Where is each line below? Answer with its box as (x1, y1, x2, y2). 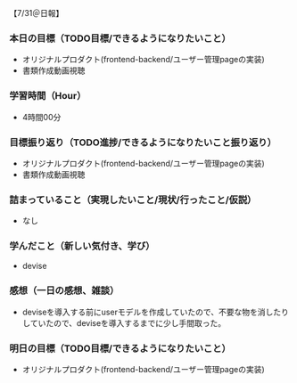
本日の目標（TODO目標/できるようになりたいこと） (9, 32, 231, 45)
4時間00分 (21, 111, 62, 122)
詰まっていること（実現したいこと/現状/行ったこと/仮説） (9, 193, 257, 206)
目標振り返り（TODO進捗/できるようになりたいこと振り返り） (9, 136, 276, 149)
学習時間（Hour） (9, 90, 87, 102)
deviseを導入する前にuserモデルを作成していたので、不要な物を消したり (21, 306, 290, 317)
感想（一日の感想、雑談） (9, 284, 120, 297)
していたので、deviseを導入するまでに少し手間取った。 (21, 317, 227, 328)
